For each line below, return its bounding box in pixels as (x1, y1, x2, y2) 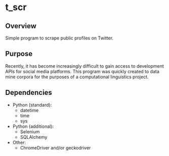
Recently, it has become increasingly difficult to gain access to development (5, 63, 164, 69)
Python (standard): (12, 101, 52, 108)
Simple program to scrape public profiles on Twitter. (5, 35, 114, 41)
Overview (5, 22, 37, 30)
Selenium (20, 128, 40, 135)
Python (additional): (12, 123, 54, 129)
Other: (12, 139, 26, 145)
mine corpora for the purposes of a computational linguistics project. (5, 74, 149, 80)
